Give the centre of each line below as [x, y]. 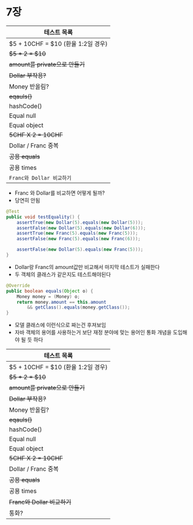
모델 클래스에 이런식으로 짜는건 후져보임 [60, 325]
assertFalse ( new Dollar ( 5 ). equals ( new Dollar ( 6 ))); [81, 228]
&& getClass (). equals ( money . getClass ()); [79, 307]
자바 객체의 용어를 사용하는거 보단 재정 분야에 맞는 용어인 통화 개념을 [93, 332]
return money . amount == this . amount [62, 302]
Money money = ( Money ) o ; [49, 296]
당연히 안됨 [27, 200]
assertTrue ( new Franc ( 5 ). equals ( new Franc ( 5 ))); [77, 234]
